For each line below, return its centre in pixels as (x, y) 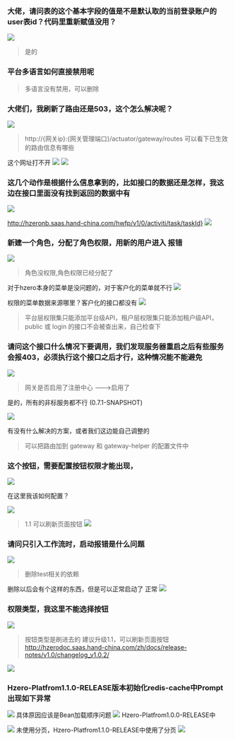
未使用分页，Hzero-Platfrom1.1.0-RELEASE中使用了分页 (96, 730)
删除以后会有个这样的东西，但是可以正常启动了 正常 (82, 589)
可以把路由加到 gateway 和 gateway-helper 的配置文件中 (107, 445)
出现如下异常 (29, 698)
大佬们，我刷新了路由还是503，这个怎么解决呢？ (90, 109)
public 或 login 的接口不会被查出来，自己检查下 (92, 327)
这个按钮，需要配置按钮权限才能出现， (72, 466)
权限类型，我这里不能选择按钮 (58, 609)
